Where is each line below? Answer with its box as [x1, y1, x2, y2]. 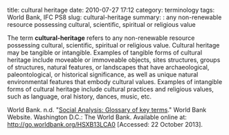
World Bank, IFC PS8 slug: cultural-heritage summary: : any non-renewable [7, 13, 222, 21]
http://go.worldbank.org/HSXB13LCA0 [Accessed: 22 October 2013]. [7, 121, 203, 128]
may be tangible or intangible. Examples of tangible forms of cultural [7, 48, 203, 56]
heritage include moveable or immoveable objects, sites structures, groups [7, 56, 221, 64]
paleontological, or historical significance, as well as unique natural [7, 70, 199, 79]
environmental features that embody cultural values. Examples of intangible [7, 78, 223, 85]
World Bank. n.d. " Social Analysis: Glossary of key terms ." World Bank [7, 106, 207, 114]
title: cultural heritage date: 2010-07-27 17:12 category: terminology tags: [7, 6, 215, 14]
